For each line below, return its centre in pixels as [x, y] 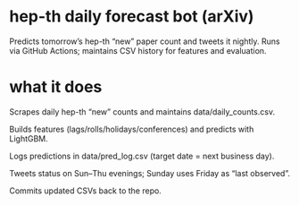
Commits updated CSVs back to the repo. [86, 191]
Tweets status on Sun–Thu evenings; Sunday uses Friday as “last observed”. [150, 173]
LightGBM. [29, 138]
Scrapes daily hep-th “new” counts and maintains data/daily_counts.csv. [142, 111]
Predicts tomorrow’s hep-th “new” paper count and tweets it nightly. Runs [145, 41]
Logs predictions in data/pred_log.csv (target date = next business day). [142, 156]
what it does [56, 87]
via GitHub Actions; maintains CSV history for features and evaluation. [138, 50]
